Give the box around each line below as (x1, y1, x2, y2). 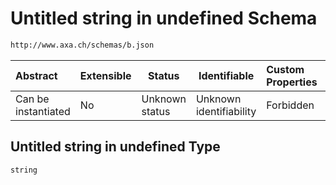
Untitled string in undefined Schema (10, 7, 318, 30)
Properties (266, 75, 318, 89)
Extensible (79, 68, 132, 82)
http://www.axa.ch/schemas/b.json (10, 40, 155, 50)
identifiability (195, 104, 257, 118)
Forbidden (266, 98, 315, 112)
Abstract (15, 68, 58, 82)
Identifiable (198, 68, 255, 82)
